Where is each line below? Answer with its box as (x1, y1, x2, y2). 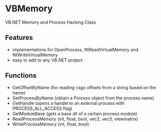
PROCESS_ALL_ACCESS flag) (12, 105, 73, 111)
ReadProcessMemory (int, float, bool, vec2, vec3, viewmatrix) (12, 116, 138, 122)
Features (5, 33, 33, 42)
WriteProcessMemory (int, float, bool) (12, 121, 89, 127)
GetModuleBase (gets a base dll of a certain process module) (12, 110, 137, 116)
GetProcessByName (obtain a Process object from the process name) (12, 95, 155, 101)
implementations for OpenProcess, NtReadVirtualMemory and (12, 46, 139, 52)
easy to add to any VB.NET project (12, 57, 83, 63)
